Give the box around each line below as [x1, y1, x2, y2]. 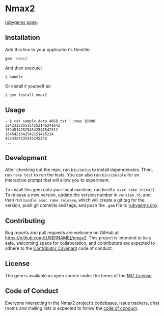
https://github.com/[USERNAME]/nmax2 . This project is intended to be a [5, 235, 152, 241]
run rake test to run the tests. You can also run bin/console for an [5, 172, 139, 178]
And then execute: [5, 65, 42, 71]
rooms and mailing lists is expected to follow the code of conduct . [5, 305, 138, 311]
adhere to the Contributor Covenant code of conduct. [5, 245, 113, 251]
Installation [5, 33, 40, 42]
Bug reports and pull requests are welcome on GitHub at [5, 230, 119, 236]
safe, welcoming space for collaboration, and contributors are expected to [5, 240, 156, 246]
